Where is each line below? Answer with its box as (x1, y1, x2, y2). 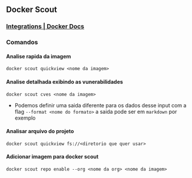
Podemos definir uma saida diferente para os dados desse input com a (14, 101, 187, 108)
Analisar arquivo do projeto (6, 128, 74, 135)
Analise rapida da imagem (6, 52, 71, 60)
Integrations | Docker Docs (6, 22, 84, 31)
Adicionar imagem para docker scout (6, 153, 99, 160)
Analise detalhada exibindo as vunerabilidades (6, 78, 124, 85)
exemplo (14, 114, 36, 121)
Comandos (6, 38, 38, 47)
